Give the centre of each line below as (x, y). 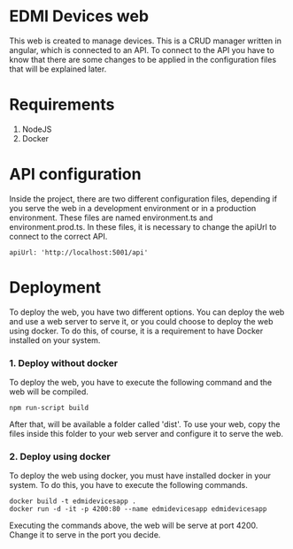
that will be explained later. (58, 69)
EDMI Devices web (79, 16)
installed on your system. (55, 340)
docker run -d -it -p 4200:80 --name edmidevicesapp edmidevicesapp (138, 509)
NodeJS (37, 129)
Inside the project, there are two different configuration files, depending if (143, 198)
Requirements (62, 105)
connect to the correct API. (58, 236)
